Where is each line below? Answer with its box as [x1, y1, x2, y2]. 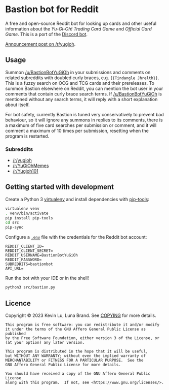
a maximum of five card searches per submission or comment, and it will [5, 122, 157, 128]
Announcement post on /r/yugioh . [5, 41, 76, 47]
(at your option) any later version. [5, 340, 85, 345]
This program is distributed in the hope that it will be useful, [5, 349, 148, 354]
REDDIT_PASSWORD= [5, 257, 42, 263]
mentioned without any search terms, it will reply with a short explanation [5, 96, 158, 102]
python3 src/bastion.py [5, 285, 56, 290]
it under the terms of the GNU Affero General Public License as [5, 327, 146, 332]
